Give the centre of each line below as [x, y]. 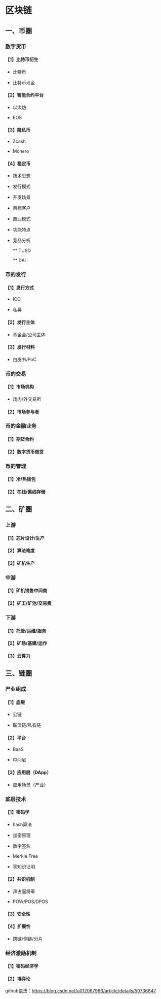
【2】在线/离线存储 [25, 492]
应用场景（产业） [30, 785]
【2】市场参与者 [22, 411]
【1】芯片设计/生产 [25, 538]
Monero [21, 151]
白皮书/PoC [25, 359]
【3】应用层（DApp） [28, 772]
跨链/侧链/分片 [28, 939]
